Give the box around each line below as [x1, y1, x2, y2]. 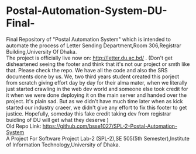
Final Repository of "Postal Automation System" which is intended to [6, 36, 171, 43]
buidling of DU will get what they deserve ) [6, 116, 109, 123]
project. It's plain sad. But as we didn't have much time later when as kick [6, 97, 183, 104]
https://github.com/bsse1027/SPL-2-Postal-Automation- [42, 123, 177, 129]
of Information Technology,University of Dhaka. [6, 141, 121, 148]
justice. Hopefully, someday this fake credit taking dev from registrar [6, 110, 171, 117]
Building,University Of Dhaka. [6, 48, 77, 55]
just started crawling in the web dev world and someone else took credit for [6, 85, 188, 92]
